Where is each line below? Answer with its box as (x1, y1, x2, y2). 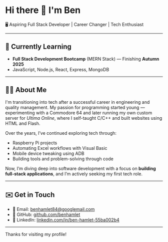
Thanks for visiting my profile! (5, 231, 66, 237)
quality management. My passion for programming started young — (5, 104, 145, 110)
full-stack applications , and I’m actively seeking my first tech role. (5, 170, 143, 177)
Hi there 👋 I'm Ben (5, 5, 81, 16)
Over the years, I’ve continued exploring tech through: (5, 130, 116, 136)
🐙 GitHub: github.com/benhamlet (12, 211, 80, 217)
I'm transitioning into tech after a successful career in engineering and (5, 99, 150, 105)
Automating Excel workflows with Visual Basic (12, 145, 107, 151)
